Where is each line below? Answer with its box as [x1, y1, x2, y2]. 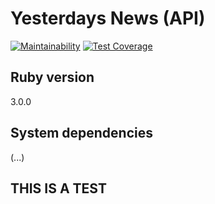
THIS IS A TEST [10, 180, 107, 197]
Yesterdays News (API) [10, 7, 206, 30]
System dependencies [10, 125, 153, 142]
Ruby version [10, 69, 95, 86]
